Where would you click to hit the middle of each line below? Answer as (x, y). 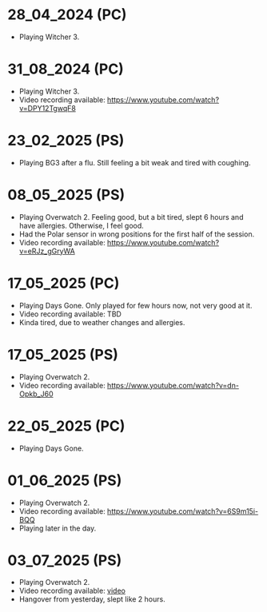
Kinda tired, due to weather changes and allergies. (102, 322)
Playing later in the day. (58, 528)
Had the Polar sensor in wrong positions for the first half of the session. (137, 234)
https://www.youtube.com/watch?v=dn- (173, 385)
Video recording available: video (72, 591)
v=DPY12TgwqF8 (48, 108)
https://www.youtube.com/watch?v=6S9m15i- (183, 511)
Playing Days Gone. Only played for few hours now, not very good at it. (135, 305)
